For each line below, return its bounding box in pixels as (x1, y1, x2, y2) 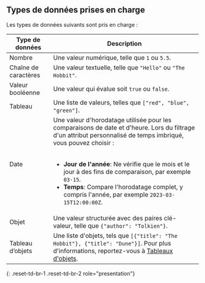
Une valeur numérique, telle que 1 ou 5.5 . (52, 53, 171, 61)
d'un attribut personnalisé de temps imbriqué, (52, 131, 184, 139)
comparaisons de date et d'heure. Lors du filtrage (52, 123, 195, 131)
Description (107, 39, 142, 47)
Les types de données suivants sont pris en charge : (6, 21, 138, 28)
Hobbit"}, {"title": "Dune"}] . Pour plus (52, 239, 171, 247)
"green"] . (52, 106, 81, 114)
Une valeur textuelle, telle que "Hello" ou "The (52, 63, 185, 72)
